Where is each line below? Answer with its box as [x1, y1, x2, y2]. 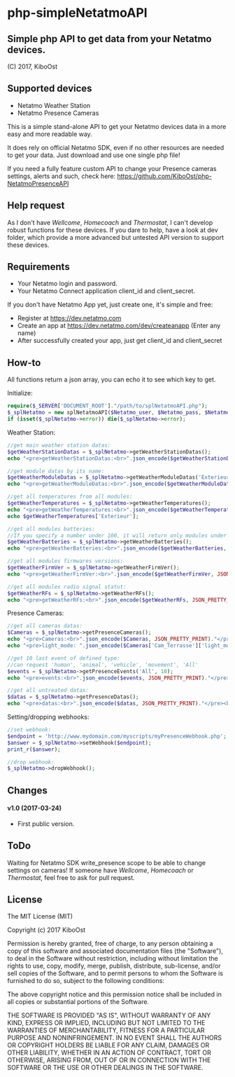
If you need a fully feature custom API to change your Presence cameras [7, 164, 217, 172]
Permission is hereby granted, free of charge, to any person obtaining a [7, 940, 213, 948]
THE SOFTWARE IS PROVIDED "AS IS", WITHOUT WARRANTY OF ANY [7, 1011, 211, 1020]
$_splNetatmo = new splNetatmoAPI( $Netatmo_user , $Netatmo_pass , [7, 409, 201, 416]
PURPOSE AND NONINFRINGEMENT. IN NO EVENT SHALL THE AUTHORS [7, 1034, 222, 1042]
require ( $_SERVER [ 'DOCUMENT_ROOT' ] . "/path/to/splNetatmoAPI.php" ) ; [7, 402, 208, 409]
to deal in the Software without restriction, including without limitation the [7, 954, 218, 963]
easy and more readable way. [7, 130, 92, 138]
